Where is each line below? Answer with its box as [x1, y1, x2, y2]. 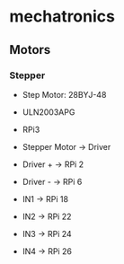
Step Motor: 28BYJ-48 [22, 89, 107, 100]
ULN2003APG [22, 106, 75, 118]
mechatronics [9, 6, 115, 27]
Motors [9, 42, 51, 57]
